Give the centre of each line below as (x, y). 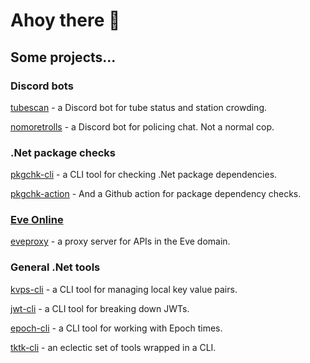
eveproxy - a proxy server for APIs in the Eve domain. (120, 241)
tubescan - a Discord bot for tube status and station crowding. (139, 107)
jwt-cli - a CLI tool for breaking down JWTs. (100, 308)
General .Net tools (55, 267)
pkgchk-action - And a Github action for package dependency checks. (156, 194)
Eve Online (37, 220)
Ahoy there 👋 (65, 20)
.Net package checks (63, 152)
